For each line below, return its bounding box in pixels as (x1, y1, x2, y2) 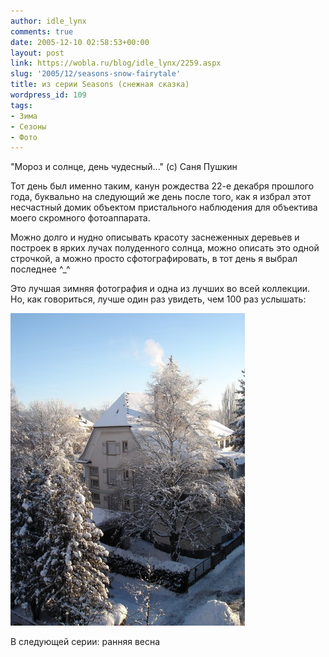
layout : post (10, 48, 65, 58)
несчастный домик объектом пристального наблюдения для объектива (10, 201, 318, 214)
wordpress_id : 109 (10, 90, 87, 100)
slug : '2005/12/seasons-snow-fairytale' (10, 69, 182, 79)
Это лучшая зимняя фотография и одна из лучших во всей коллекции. (10, 283, 311, 295)
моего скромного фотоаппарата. (10, 212, 151, 224)
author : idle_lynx (10, 16, 87, 26)
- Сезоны (10, 121, 47, 132)
